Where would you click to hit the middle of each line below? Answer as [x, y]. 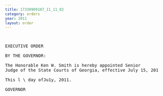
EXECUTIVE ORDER [24, 46]
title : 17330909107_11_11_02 [34, 9]
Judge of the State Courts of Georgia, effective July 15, [77, 70]
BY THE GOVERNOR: [25, 56]
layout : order [19, 23]
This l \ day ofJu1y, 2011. [38, 80]
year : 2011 [16, 18]
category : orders [23, 14]
